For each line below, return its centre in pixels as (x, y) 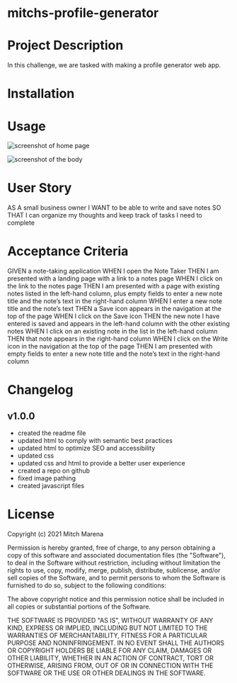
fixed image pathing (47, 478)
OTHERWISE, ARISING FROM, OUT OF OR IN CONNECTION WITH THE (110, 666)
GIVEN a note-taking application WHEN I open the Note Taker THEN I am (113, 271)
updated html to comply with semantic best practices (95, 441)
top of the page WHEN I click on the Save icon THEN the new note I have (114, 316)
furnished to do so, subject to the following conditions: (87, 585)
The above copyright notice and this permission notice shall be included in (116, 599)
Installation (41, 94)
